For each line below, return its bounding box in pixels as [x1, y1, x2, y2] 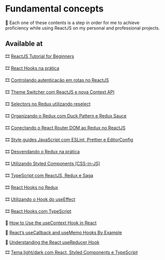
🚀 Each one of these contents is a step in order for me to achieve [5, 20, 140, 26]
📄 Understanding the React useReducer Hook [5, 239, 100, 245]
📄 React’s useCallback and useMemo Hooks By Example [5, 229, 122, 235]
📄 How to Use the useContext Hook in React [5, 219, 97, 226]
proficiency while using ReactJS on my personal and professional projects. [5, 25, 160, 31]
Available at [5, 40, 43, 48]
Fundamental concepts [5, 3, 104, 15]
